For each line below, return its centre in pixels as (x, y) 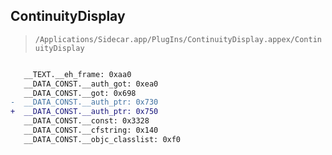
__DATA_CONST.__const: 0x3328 (86, 121)
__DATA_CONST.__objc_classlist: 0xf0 (102, 139)
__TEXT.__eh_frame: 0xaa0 (77, 74)
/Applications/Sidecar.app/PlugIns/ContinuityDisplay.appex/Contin (178, 39)
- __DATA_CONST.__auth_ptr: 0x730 (84, 102)
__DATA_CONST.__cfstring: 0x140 (91, 130)
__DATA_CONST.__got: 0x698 (80, 93)
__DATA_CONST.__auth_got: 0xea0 (91, 84)
